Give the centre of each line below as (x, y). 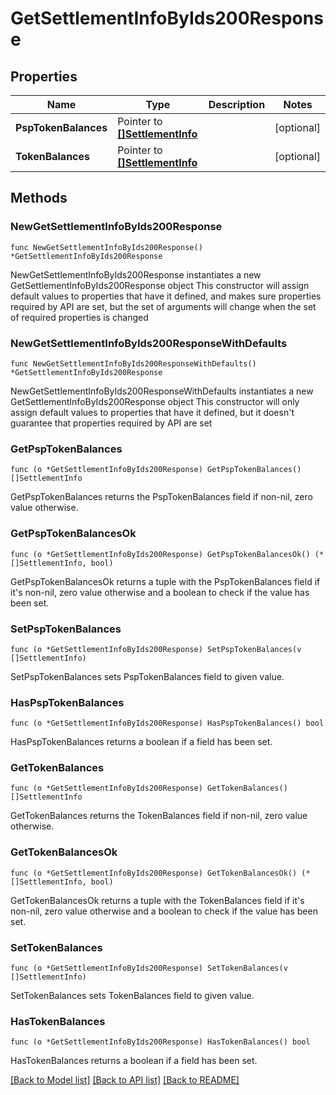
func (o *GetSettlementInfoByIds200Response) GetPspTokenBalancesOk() (160, 554)
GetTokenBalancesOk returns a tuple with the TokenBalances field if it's (157, 900)
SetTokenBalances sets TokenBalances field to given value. (132, 996)
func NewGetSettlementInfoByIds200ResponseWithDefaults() (133, 363)
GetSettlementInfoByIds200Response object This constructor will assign (160, 285)
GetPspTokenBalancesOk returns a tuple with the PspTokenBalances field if (165, 581)
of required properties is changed (79, 317)
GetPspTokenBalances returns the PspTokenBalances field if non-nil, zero (161, 497)
